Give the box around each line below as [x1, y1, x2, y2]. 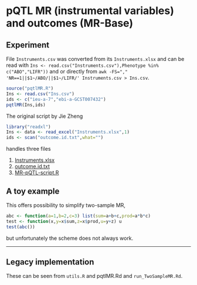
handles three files [6, 145, 51, 152]
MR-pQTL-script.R [14, 169, 59, 177]
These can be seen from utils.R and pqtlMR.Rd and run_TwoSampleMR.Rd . [6, 273, 183, 280]
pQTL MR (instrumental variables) [6, 4, 174, 18]
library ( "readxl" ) [6, 124, 51, 130]
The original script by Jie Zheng [6, 113, 83, 120]
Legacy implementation [6, 257, 94, 267]
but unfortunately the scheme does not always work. [6, 235, 134, 242]
